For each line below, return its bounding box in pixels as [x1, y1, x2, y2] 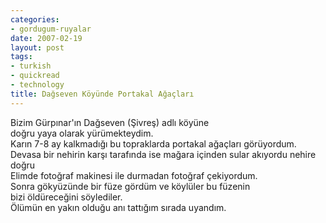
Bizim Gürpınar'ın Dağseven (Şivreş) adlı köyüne [10, 116, 210, 128]
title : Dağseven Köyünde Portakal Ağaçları [10, 89, 195, 99]
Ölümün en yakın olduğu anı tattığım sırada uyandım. [10, 201, 227, 213]
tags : [10, 52, 33, 62]
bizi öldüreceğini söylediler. [10, 191, 123, 203]
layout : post [10, 42, 65, 53]
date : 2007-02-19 [10, 33, 83, 43]
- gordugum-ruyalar [10, 24, 92, 34]
